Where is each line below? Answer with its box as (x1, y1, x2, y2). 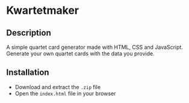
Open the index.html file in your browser (14, 90, 116, 97)
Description (6, 28, 51, 38)
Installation (6, 67, 49, 78)
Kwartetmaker (6, 4, 79, 17)
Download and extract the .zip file (14, 83, 101, 90)
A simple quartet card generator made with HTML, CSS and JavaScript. (6, 43, 184, 51)
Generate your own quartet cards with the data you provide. (6, 50, 155, 57)
